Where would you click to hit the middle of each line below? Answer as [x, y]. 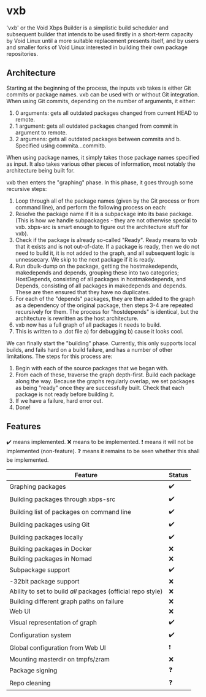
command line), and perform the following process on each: [91, 207]
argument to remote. [41, 132]
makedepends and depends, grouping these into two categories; [97, 272]
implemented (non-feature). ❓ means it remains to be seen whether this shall [103, 451]
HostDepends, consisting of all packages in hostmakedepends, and [100, 279]
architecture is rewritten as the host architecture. [77, 318]
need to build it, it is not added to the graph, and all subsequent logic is [105, 253]
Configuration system [40, 635]
